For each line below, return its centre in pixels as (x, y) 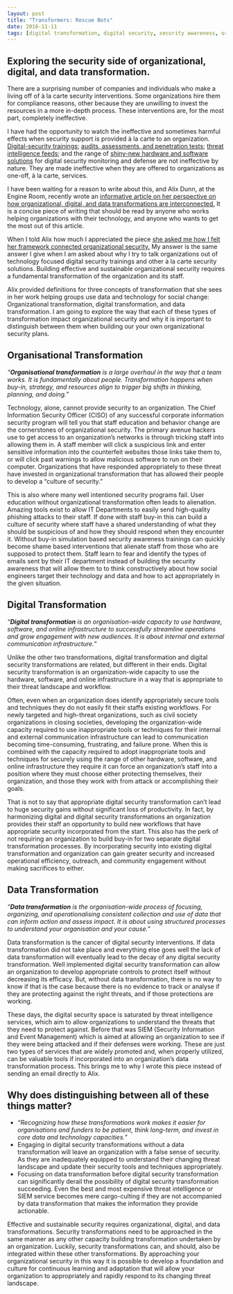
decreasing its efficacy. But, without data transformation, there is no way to (114, 979)
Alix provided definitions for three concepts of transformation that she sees (115, 290)
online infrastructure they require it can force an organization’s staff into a (112, 766)
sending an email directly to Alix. (54, 1073)
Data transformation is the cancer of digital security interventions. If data (111, 942)
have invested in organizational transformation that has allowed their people (115, 474)
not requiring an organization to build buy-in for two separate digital (104, 839)
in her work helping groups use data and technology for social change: (108, 297)
